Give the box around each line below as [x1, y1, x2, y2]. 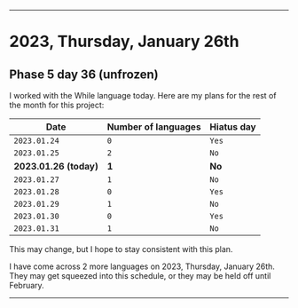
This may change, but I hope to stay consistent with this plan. [9, 244, 233, 254]
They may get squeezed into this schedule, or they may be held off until [9, 271, 271, 280]
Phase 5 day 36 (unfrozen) [9, 67, 160, 82]
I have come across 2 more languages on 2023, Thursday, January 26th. [9, 261, 275, 272]
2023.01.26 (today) [13, 161, 99, 172]
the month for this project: [9, 99, 105, 110]
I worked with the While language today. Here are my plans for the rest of [9, 91, 277, 100]
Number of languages [106, 121, 201, 133]
